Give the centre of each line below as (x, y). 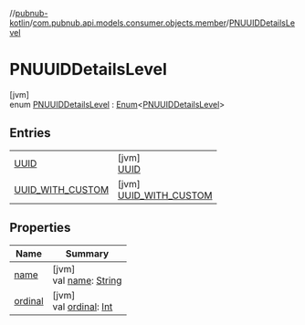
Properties (40, 228)
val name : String (87, 280)
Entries (31, 133)
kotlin (20, 23)
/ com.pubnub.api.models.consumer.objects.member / (130, 23)
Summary (87, 253)
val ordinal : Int (83, 307)
